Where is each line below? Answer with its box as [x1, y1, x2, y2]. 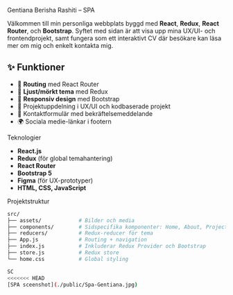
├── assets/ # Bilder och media [7, 217, 135, 224]
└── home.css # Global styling [7, 255, 129, 262]
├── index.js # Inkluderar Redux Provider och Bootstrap [7, 243, 207, 250]
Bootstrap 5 [17, 169, 52, 177]
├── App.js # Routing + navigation [7, 236, 148, 244]
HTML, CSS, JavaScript [17, 183, 87, 192]
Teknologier [7, 133, 42, 142]
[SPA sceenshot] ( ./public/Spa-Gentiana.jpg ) [7, 281, 138, 288]
